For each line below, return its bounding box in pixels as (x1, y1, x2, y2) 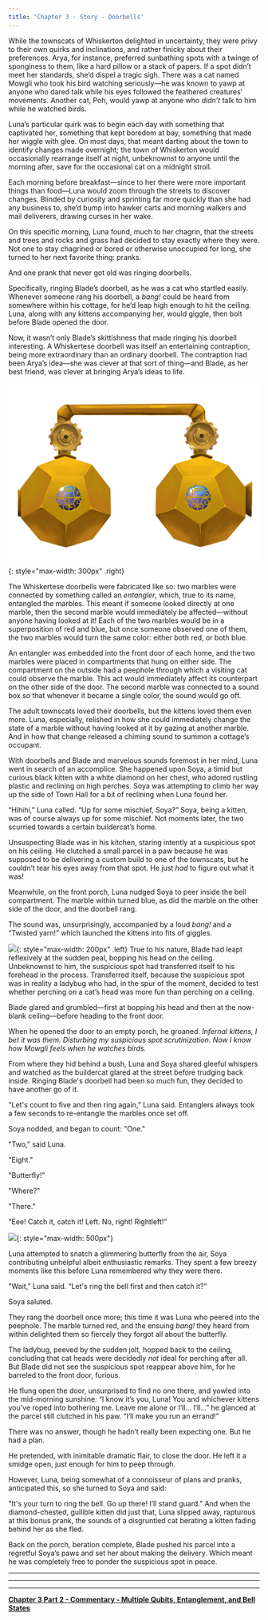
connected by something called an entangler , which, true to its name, (8, 590, 237, 600)
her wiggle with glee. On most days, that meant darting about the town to (8, 136, 249, 146)
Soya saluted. (8, 1296, 53, 1307)
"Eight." (8, 1155, 33, 1164)
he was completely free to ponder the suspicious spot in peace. (8, 1556, 218, 1566)
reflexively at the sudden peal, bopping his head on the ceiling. (8, 952, 215, 963)
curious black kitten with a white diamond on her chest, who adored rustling (8, 772, 258, 782)
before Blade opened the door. (8, 317, 109, 327)
